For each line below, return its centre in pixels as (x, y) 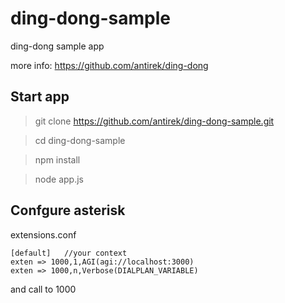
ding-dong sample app (57, 46)
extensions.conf (43, 234)
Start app (40, 97)
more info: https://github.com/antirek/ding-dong (109, 65)
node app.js (59, 179)
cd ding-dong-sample (80, 140)
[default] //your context (69, 253)
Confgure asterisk (68, 210)
